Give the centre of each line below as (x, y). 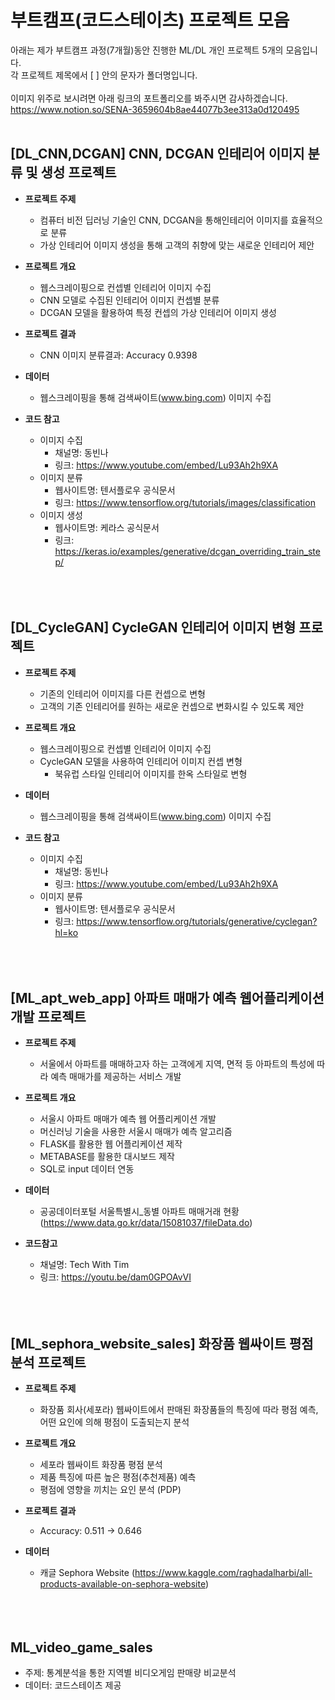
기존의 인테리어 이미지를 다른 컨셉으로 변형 (123, 693)
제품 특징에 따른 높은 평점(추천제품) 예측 (118, 1477)
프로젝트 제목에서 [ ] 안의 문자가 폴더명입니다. (109, 75)
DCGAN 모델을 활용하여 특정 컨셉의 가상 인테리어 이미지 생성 (158, 312)
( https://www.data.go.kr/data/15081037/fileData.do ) (146, 1223)
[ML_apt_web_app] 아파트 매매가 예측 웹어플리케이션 (167, 997)
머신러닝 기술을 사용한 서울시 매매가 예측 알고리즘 (136, 1132)
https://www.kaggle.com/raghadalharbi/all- (223, 1573)
